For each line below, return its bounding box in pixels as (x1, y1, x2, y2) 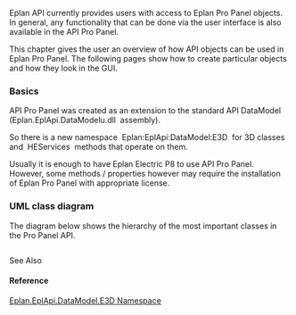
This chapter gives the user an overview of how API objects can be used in (9, 44, 284, 54)
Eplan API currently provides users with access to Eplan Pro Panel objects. (9, 8, 284, 18)
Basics (9, 85, 39, 97)
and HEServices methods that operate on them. (9, 142, 189, 153)
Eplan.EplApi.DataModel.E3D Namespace (9, 294, 162, 306)
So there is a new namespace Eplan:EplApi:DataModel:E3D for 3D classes (9, 132, 285, 143)
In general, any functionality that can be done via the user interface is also (9, 17, 282, 28)
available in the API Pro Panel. (9, 27, 119, 37)
